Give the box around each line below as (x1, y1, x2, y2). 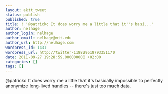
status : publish (5, 12, 40, 17)
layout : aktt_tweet (5, 7, 47, 13)
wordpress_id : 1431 (5, 45, 47, 50)
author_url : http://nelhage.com (5, 40, 74, 45)
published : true (5, 17, 40, 22)
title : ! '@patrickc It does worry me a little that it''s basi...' (5, 21, 154, 27)
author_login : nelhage (5, 31, 53, 36)
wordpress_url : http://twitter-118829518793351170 (5, 50, 115, 55)
